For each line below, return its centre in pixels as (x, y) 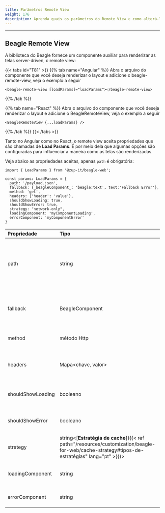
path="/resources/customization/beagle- (108, 444)
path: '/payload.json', (34, 183)
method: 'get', (25, 192)
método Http (74, 338)
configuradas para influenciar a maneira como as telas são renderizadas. (79, 152)
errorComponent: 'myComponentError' (47, 218)
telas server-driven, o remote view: (41, 61)
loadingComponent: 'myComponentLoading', (53, 213)
